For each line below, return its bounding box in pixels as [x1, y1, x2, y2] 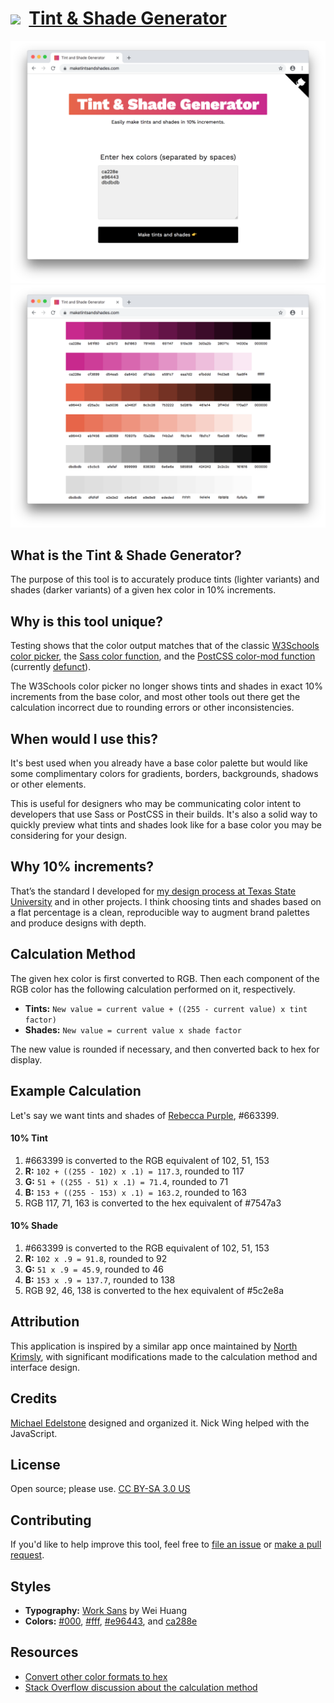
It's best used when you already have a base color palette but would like [10, 757, 308, 769]
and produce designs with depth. [10, 917, 147, 929]
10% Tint [10, 1132, 48, 1144]
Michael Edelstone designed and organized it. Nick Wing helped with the [10, 1417, 310, 1429]
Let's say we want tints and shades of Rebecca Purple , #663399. [10, 1109, 280, 1121]
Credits [10, 1390, 58, 1407]
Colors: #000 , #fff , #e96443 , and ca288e [24, 1615, 198, 1627]
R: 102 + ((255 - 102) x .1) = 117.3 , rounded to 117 [24, 1165, 245, 1177]
